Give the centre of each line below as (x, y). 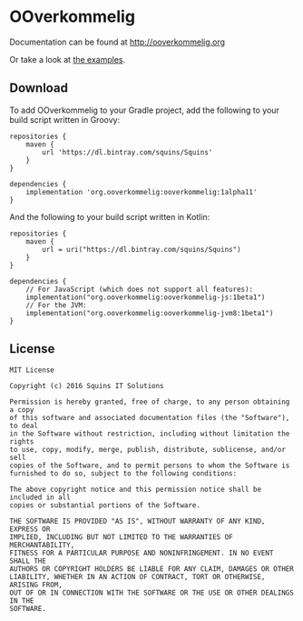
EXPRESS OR (30, 529)
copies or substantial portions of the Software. (105, 505)
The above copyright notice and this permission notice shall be (135, 489)
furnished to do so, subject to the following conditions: (123, 473)
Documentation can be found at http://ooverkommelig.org (117, 42)
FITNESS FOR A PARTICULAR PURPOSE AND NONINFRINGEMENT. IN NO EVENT (142, 553)
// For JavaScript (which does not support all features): (140, 289)
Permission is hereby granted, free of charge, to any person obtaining (150, 402)
